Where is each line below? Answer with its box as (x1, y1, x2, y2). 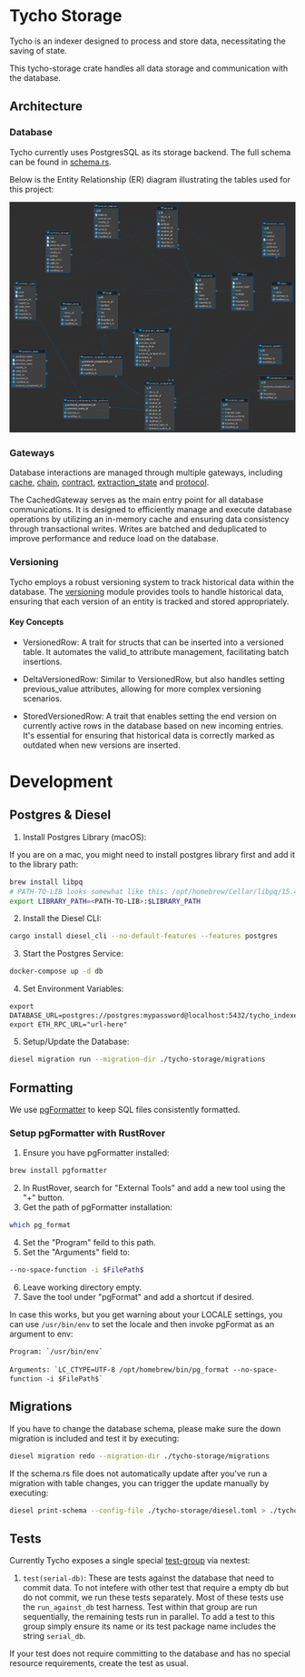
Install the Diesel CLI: (22, 913, 102, 924)
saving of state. (9, 45, 68, 55)
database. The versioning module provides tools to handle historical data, (9, 586, 284, 597)
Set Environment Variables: (22, 983, 124, 995)
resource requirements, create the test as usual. (9, 1658, 189, 1669)
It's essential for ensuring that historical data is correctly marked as (22, 729, 275, 740)
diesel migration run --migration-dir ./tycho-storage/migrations (9, 1055, 266, 1064)
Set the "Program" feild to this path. (22, 1236, 156, 1247)
